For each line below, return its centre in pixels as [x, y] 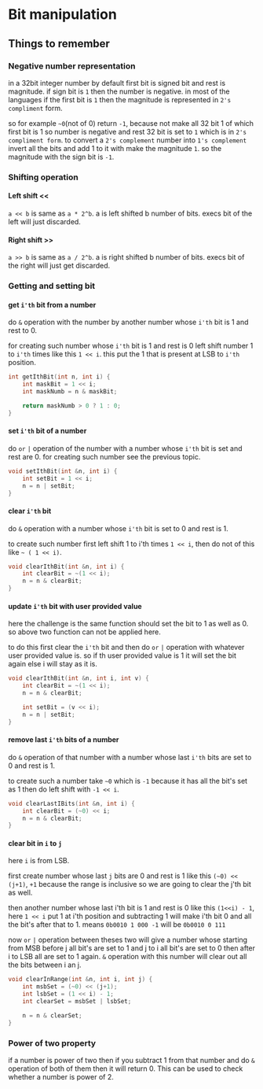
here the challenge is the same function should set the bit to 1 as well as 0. [128, 624]
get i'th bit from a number [52, 305]
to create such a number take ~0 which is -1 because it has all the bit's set [128, 781]
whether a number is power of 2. [61, 1077]
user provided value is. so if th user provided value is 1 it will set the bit [122, 655]
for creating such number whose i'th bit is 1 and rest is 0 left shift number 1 [131, 346]
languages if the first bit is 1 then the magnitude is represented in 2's [120, 99]
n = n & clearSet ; [52, 1015]
